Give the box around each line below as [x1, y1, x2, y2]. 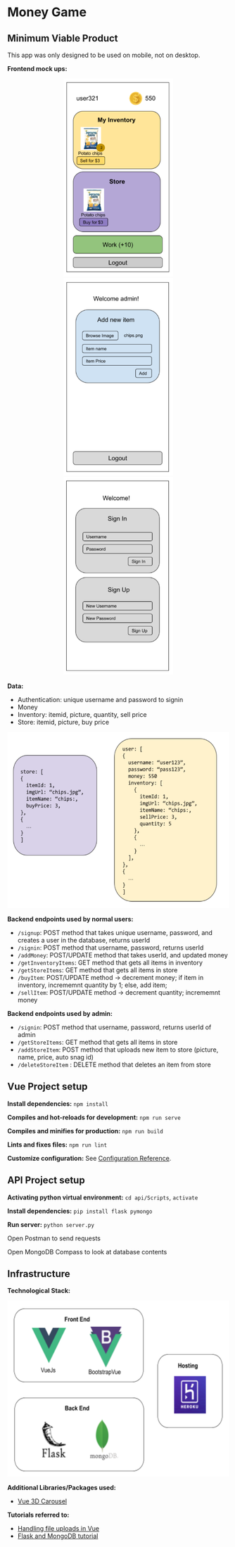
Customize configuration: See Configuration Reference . [7, 1154, 172, 1162]
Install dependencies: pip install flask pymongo [7, 1207, 153, 1215]
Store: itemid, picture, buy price [17, 718, 110, 726]
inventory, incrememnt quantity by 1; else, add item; [17, 981, 167, 989]
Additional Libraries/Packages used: [7, 1484, 116, 1492]
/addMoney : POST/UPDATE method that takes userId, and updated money [17, 951, 229, 959]
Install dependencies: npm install [7, 1099, 109, 1108]
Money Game [7, 4, 87, 20]
